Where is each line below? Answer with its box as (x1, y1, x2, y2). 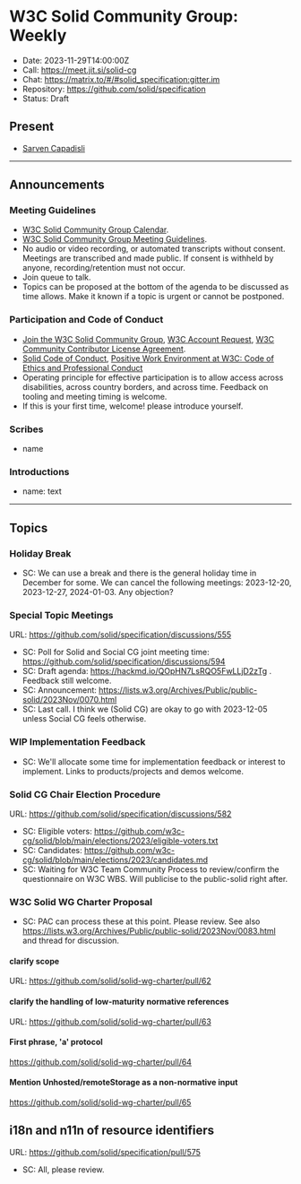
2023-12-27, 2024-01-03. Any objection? (21, 587, 174, 598)
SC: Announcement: (21, 685, 97, 696)
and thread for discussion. (21, 935, 119, 946)
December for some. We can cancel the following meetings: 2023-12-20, (21, 577, 292, 588)
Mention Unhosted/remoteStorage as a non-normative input (9, 1077, 238, 1088)
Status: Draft (21, 92, 70, 104)
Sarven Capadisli (21, 143, 85, 153)
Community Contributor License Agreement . (21, 343, 186, 354)
